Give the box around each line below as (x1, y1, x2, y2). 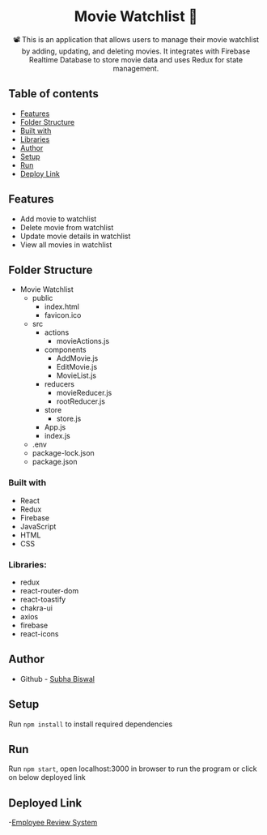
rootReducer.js (56, 396, 105, 406)
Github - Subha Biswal (19, 674, 95, 683)
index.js (44, 431, 70, 441)
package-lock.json (32, 448, 95, 458)
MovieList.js (56, 370, 97, 380)
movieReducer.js (56, 388, 112, 398)
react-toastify (19, 594, 66, 604)
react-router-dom (19, 585, 79, 595)
